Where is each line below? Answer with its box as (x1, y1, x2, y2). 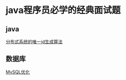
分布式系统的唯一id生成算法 (6, 38, 62, 44)
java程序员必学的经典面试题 (6, 4, 121, 16)
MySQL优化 (6, 68, 30, 75)
